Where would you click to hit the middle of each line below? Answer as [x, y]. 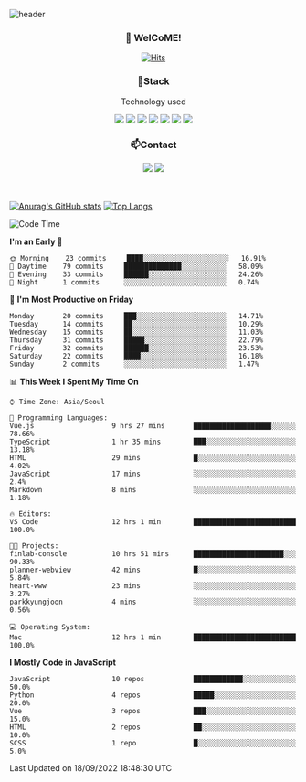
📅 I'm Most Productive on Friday [72, 299]
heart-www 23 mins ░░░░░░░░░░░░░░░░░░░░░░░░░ [153, 585]
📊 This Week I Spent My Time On [74, 381]
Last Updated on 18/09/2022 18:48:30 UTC [90, 767]
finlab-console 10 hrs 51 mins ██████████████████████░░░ [153, 553]
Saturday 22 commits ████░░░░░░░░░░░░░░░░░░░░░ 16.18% [136, 356]
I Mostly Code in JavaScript [63, 662]
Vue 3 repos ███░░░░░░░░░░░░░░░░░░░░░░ [153, 711]
